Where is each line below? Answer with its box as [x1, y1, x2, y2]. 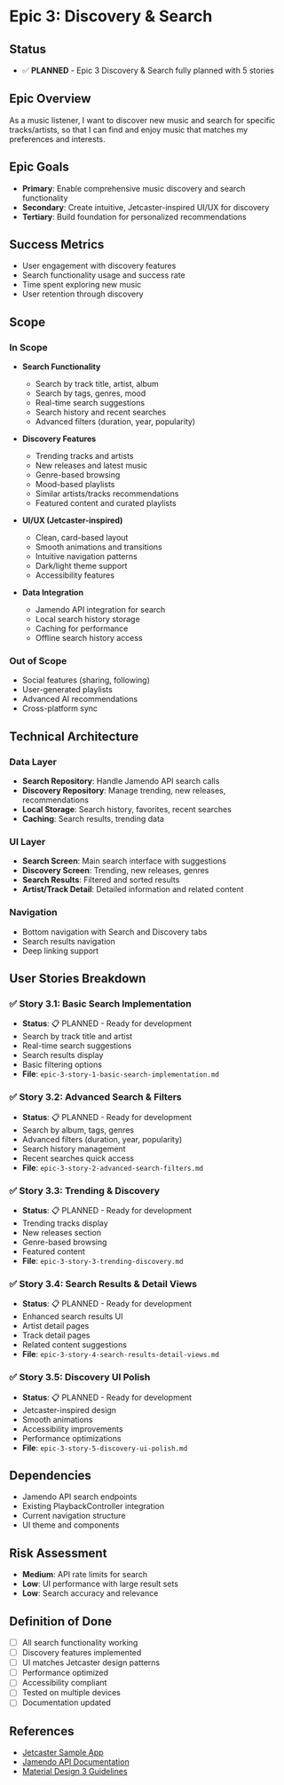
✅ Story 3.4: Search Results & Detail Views [9, 1277, 198, 1290]
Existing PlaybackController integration [21, 1501, 165, 1512]
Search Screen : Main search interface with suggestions [21, 856, 226, 866]
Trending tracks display [21, 1218, 108, 1228]
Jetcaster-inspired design [21, 1404, 117, 1415]
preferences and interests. [9, 133, 106, 144]
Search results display [21, 1050, 104, 1061]
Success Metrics [9, 237, 105, 252]
